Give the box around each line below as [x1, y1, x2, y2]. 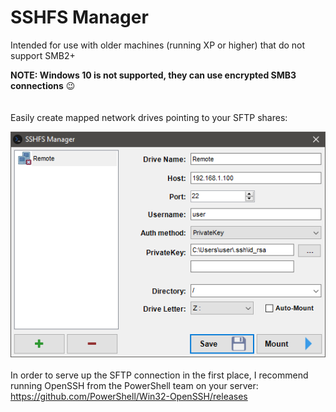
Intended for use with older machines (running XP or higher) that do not [10, 39, 306, 51]
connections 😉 [10, 79, 76, 91]
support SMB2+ [10, 49, 76, 61]
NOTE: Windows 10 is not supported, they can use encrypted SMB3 [10, 69, 297, 81]
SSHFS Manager [10, 6, 149, 29]
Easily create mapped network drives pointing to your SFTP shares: [10, 111, 288, 123]
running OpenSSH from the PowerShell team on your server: [10, 380, 259, 392]
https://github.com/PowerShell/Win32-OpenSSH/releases [10, 391, 248, 403]
